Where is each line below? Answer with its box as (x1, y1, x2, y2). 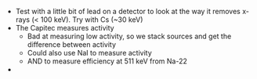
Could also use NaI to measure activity (27, 48, 153, 57)
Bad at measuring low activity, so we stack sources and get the (27, 31, 232, 41)
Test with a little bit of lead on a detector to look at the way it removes (15, 7, 241, 16)
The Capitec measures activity (15, 23, 115, 32)
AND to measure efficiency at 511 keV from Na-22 (27, 56, 188, 66)
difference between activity (27, 40, 116, 49)
